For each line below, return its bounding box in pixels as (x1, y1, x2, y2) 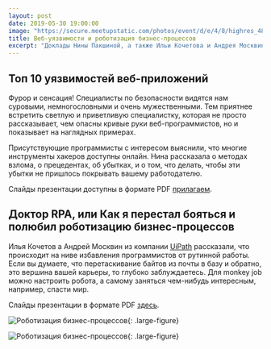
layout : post (8, 11, 52, 20)
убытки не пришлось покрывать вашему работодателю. (8, 168, 203, 178)
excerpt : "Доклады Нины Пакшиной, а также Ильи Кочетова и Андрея (8, 42, 236, 50)
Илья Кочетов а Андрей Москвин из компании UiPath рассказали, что (8, 241, 250, 251)
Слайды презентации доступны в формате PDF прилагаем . (8, 184, 212, 193)
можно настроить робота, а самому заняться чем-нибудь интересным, (8, 276, 256, 285)
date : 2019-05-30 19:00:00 (8, 19, 99, 27)
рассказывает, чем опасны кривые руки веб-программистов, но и (8, 118, 239, 128)
